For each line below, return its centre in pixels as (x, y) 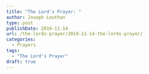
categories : (21, 39)
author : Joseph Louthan (36, 17)
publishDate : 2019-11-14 (37, 28)
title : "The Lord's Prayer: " (44, 12)
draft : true (21, 61)
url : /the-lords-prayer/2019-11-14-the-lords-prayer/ (75, 34)
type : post (20, 23)
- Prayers (24, 45)
